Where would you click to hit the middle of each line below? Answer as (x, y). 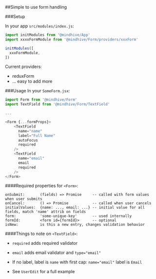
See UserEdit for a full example (43, 272)
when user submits (24, 199)
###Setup (15, 16)
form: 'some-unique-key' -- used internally (68, 216)
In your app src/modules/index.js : (39, 26)
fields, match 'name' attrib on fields (46, 212)
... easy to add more (32, 81)
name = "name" (30, 131)
